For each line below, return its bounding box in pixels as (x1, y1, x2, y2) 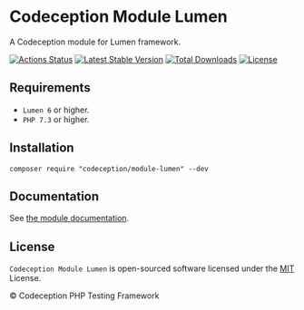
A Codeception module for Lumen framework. (9, 36, 181, 47)
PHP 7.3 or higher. (22, 113, 90, 124)
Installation (9, 140, 74, 156)
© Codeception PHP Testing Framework (9, 290, 160, 301)
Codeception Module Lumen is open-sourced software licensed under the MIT (9, 263, 295, 274)
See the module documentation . (9, 213, 130, 224)
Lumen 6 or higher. (22, 104, 90, 115)
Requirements (9, 80, 91, 96)
